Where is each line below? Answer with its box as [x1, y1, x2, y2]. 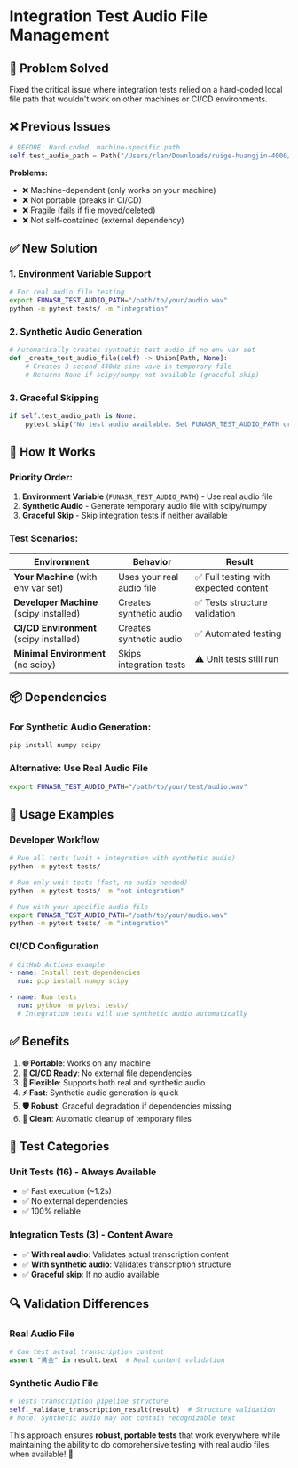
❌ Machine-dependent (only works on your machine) [21, 184, 216, 195]
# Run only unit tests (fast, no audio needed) [9, 878, 189, 887]
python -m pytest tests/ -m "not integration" [9, 886, 184, 895]
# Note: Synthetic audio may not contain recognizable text [9, 1414, 237, 1423]
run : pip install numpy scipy [17, 977, 129, 986]
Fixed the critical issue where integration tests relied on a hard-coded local [9, 85, 283, 94]
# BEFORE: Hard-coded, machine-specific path [9, 142, 180, 152]
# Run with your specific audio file [9, 902, 149, 911]
